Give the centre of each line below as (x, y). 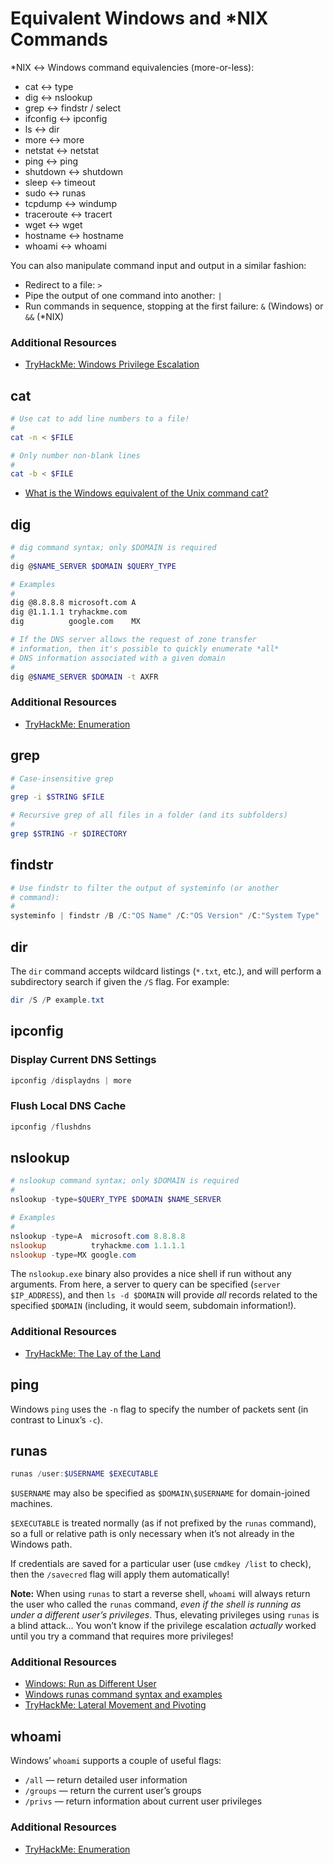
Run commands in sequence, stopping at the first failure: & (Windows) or (174, 306)
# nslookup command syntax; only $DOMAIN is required (125, 1181)
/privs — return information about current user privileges (143, 1801)
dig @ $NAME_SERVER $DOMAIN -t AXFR (84, 677)
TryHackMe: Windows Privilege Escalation (112, 364)
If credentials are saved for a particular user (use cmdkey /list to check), (161, 1564)
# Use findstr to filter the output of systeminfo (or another (145, 888)
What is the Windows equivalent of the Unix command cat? (146, 493)
